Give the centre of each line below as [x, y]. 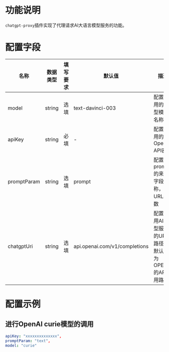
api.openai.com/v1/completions [111, 246]
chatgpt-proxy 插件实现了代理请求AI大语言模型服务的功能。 [66, 25]
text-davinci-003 [95, 108]
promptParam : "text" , [28, 341]
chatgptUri [20, 246]
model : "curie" [21, 345]
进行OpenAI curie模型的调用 [50, 324]
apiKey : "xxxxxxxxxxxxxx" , [33, 336]
